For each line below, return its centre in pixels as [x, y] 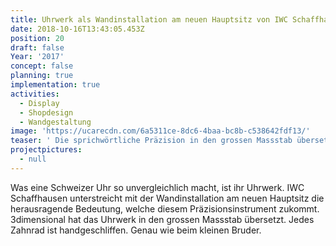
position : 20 [37, 38]
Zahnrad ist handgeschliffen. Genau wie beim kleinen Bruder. [136, 230]
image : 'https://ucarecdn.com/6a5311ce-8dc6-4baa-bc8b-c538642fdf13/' [160, 131]
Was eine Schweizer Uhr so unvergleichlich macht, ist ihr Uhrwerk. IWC [157, 187]
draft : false [37, 47]
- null [33, 159]
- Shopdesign [46, 112]
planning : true [42, 76]
